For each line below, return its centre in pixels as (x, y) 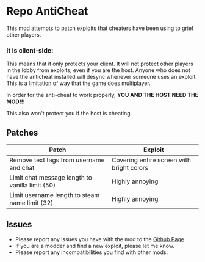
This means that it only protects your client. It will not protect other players (100, 64)
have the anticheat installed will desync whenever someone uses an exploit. (102, 77)
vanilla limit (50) (33, 186)
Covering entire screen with (151, 160)
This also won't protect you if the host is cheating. (69, 114)
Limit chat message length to (51, 178)
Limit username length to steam (55, 195)
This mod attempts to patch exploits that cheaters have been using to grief (100, 28)
